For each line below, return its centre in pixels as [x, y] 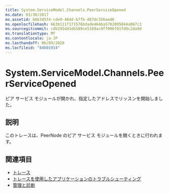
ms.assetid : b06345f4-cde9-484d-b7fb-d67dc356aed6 [60, 19]
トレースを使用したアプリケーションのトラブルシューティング [77, 179]
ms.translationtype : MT [30, 34]
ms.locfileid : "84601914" [32, 48]
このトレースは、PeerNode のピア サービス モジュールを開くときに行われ [82, 136]
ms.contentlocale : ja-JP [31, 39]
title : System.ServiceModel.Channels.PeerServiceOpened [65, 10]
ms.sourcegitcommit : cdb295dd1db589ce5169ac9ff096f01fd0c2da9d [74, 29]
